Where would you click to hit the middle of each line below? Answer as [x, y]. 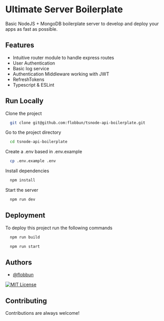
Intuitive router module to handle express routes [63, 57]
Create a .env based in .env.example [44, 152]
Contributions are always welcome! [43, 313]
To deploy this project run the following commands [59, 228]
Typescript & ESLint [34, 85]
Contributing [26, 301]
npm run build [25, 237]
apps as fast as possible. [32, 29]
